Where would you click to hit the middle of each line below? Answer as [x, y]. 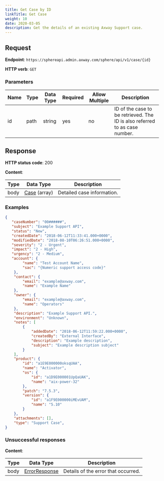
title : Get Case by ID [28, 10]
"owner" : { [25, 295]
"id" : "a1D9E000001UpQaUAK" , [61, 377]
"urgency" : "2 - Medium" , [38, 254]
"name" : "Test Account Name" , [53, 263]
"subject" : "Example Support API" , [48, 227]
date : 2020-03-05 [23, 23]
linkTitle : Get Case [26, 14]
